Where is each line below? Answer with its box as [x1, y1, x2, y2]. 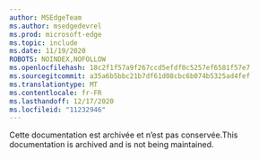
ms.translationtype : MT [9, 80, 99, 89]
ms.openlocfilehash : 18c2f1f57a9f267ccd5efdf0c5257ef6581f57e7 [9, 64, 251, 73]
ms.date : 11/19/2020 [9, 47, 87, 56]
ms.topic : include [9, 38, 78, 48]
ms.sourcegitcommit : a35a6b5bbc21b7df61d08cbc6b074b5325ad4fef [9, 72, 251, 81]
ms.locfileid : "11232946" [9, 105, 106, 114]
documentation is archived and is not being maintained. [9, 139, 214, 150]
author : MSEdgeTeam [9, 13, 82, 22]
